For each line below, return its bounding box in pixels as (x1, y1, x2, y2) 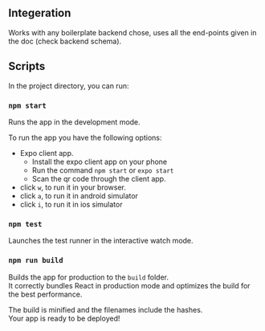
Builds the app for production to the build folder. (8, 272, 169, 282)
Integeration (8, 6, 71, 20)
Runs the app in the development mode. (8, 116, 141, 127)
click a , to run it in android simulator (19, 190, 139, 200)
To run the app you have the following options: (8, 133, 162, 142)
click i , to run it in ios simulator (19, 199, 123, 209)
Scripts (8, 59, 46, 73)
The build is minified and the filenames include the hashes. (8, 304, 203, 314)
